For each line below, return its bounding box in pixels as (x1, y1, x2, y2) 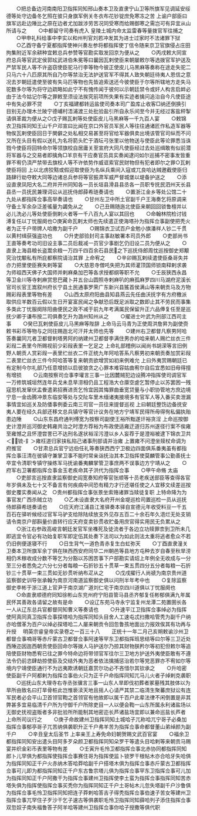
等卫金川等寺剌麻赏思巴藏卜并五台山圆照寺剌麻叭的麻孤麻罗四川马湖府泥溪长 (6, 276, 191, 283)
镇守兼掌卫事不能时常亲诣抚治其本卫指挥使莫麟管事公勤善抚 (42, 452, 186, 459)
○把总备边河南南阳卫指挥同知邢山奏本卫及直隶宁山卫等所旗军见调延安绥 (16, 5, 191, 12)
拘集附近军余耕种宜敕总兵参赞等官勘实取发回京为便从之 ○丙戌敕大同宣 (6, 49, 187, 56)
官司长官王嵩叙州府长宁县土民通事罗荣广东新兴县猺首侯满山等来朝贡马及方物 (6, 284, 191, 290)
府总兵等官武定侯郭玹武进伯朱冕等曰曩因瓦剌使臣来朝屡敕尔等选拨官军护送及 (6, 56, 191, 63)
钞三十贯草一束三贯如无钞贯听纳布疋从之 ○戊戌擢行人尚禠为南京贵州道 (6, 569, 187, 576)
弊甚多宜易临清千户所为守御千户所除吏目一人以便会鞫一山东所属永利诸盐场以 (6, 701, 191, 708)
